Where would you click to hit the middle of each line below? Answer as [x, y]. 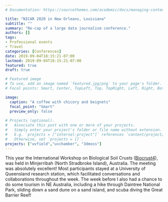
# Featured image [23, 79]
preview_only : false [31, 111]
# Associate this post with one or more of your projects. [70, 125]
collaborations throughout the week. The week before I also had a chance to [84, 179]
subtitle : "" [19, 23]
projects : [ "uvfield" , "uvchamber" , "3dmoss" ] [53, 144]
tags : [11, 37]
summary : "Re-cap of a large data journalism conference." [68, 28]
